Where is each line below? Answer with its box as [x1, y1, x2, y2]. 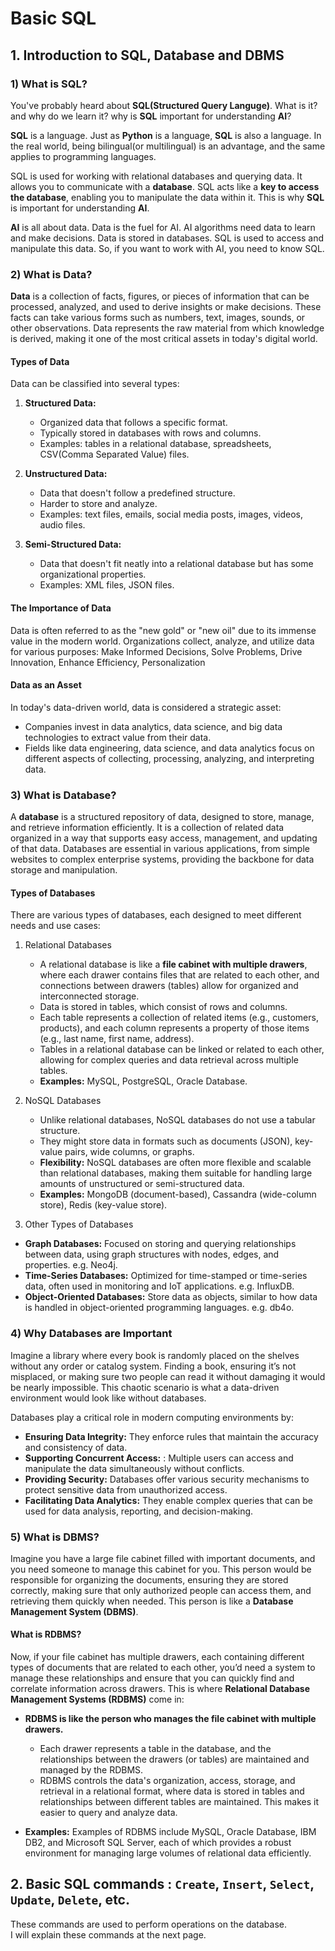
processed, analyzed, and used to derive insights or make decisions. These [10, 301, 322, 313]
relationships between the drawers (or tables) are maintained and [39, 1753, 310, 1766]
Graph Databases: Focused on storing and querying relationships [24, 1238, 297, 1250]
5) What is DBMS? [10, 1530, 100, 1544]
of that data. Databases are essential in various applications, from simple [10, 843, 310, 855]
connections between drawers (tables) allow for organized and [39, 980, 299, 992]
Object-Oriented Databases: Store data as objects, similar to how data [24, 1291, 318, 1303]
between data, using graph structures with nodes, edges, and [24, 1248, 280, 1261]
